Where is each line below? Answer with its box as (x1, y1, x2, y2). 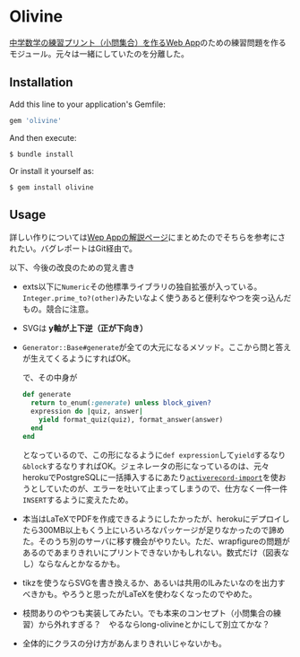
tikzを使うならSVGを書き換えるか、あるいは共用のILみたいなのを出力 (21, 577, 278, 588)
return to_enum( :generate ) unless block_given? (30, 399, 212, 407)
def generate (21, 390, 72, 399)
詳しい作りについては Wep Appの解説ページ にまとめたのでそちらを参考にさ (9, 232, 287, 243)
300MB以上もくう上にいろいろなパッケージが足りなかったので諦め (38, 524, 285, 535)
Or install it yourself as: (9, 165, 94, 176)
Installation (9, 74, 73, 91)
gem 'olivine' (9, 116, 63, 125)
